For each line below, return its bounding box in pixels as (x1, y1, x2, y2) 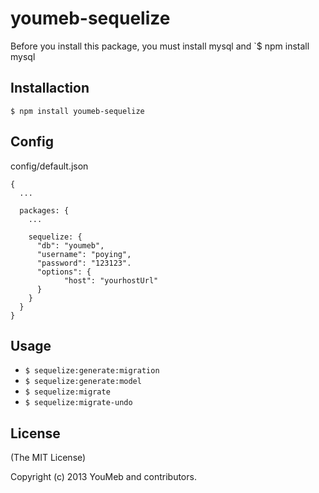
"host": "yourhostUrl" (63, 275, 159, 286)
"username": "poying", (36, 249, 132, 259)
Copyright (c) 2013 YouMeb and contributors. (10, 471, 197, 483)
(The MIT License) (10, 452, 87, 464)
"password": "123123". (36, 258, 132, 268)
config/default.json (10, 160, 89, 172)
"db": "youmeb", (36, 240, 105, 251)
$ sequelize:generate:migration (24, 366, 160, 376)
